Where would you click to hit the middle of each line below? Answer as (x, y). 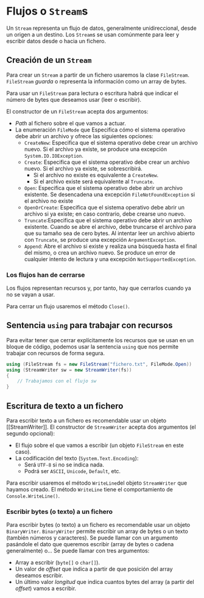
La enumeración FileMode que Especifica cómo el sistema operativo (100, 130)
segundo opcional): (31, 434)
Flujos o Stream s (47, 11)
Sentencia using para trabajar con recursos (90, 325)
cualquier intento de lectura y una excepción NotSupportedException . (110, 259)
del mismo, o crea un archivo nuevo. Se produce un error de (100, 252)
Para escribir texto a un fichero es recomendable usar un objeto (86, 421)
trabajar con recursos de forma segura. (56, 353)
